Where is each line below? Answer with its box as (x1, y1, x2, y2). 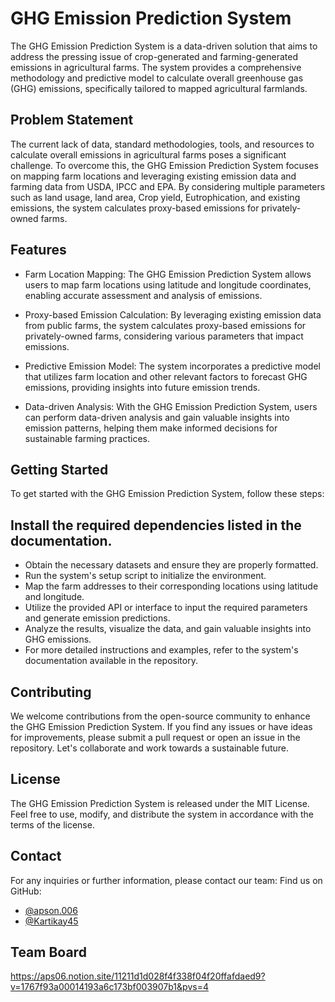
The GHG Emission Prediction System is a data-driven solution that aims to (10, 40, 318, 52)
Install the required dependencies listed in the (10, 517, 302, 534)
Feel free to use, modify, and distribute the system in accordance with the (10, 808, 314, 820)
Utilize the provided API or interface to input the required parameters (24, 602, 308, 614)
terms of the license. (10, 818, 95, 831)
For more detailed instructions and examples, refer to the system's (24, 644, 299, 656)
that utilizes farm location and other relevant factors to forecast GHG (24, 370, 308, 382)
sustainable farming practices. (24, 432, 150, 444)
